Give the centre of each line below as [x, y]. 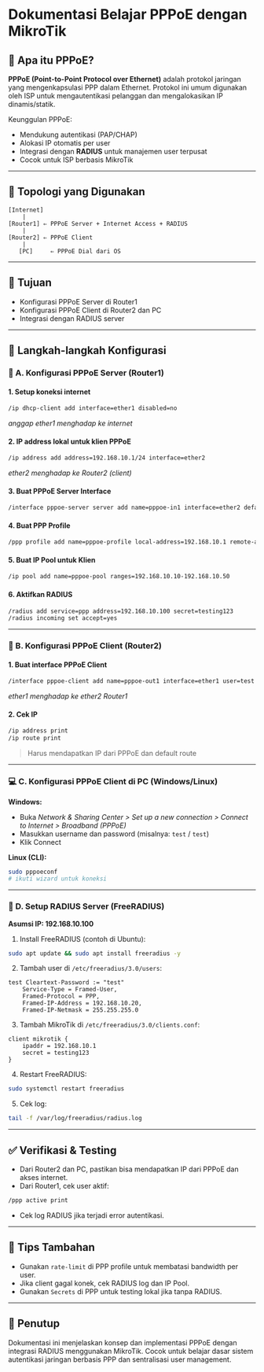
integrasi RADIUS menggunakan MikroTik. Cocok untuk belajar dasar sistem [131, 1351]
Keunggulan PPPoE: [40, 119]
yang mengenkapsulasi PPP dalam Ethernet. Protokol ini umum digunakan [128, 87]
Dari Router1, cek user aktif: [64, 1186]
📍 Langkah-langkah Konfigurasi [87, 350]
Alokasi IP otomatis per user [65, 143]
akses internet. [44, 1178]
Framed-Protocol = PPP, [61, 997]
